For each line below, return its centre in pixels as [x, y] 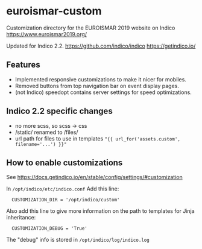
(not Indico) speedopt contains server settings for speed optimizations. [103, 92]
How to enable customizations [65, 162]
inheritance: [21, 218]
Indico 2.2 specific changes [59, 111]
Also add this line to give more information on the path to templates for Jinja [100, 211]
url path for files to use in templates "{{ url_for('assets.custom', [98, 138]
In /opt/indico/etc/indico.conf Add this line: [63, 189]
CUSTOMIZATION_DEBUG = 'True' [49, 229]
